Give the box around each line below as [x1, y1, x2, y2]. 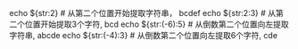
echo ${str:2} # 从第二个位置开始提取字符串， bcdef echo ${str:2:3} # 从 [9, 8, 277, 18]
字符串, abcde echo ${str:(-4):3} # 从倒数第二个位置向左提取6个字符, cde [9, 30, 278, 40]
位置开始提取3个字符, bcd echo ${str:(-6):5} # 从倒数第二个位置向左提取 [24, 19, 290, 29]
